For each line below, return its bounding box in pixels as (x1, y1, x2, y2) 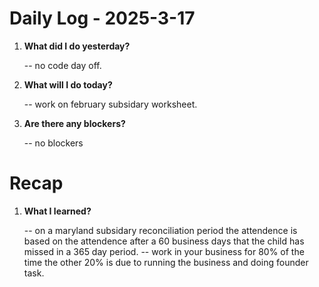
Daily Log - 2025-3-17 (9, 7, 196, 30)
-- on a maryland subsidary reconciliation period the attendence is (23, 224, 298, 236)
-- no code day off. (23, 59, 102, 71)
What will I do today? (23, 78, 113, 91)
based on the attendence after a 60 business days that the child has (23, 235, 305, 247)
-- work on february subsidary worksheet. (23, 98, 198, 110)
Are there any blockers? (23, 117, 126, 129)
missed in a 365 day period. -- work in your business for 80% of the (23, 245, 305, 257)
